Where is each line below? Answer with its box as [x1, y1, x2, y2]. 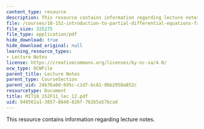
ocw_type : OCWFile [6, 65, 53, 71]
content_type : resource [6, 8, 67, 15]
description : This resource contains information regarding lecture [6, 15, 183, 21]
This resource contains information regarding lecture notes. [6, 116, 155, 123]
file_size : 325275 [6, 25, 53, 32]
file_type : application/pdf [6, 31, 78, 38]
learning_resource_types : [6, 48, 72, 55]
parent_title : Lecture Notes [6, 71, 80, 77]
